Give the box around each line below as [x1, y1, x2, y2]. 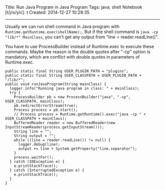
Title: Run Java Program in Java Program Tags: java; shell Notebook [5, 4, 142, 10]
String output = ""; [14, 133, 56, 138]
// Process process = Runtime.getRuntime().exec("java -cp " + [14, 112, 146, 117]
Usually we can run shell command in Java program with [5, 24, 120, 29]
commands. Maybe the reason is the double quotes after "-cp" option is [5, 49, 151, 55]
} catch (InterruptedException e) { [9, 168, 84, 173]
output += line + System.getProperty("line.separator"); [18, 146, 137, 151]
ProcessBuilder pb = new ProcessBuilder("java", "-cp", [14, 95, 131, 99]
